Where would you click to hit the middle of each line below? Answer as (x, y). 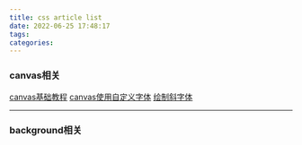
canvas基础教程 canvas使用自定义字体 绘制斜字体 (101, 97)
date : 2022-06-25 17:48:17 (60, 26)
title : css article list (56, 17)
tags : (19, 34)
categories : (31, 43)
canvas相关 (35, 75)
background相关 (46, 131)
